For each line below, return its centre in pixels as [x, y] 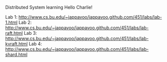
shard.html [16, 54]
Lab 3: [30, 33]
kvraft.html [16, 44]
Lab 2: [25, 22]
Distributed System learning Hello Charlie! [49, 7]
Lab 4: [35, 44]
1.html [11, 22]
